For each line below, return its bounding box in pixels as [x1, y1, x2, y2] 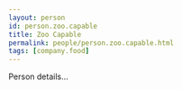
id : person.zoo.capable [8, 22, 98, 31]
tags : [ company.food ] [8, 47, 90, 56]
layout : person [8, 13, 66, 22]
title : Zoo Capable [8, 30, 82, 39]
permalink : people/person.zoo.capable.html [8, 38, 175, 48]
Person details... [8, 71, 68, 82]
